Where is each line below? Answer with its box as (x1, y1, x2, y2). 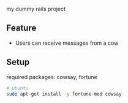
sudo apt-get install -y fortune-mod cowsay (6, 91, 122, 97)
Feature (6, 23, 37, 33)
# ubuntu (6, 85, 29, 91)
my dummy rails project (6, 6, 66, 12)
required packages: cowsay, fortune (6, 73, 98, 80)
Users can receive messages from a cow (15, 39, 119, 47)
